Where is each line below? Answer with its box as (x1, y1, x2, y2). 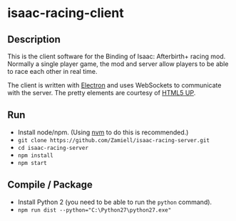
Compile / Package (7, 179, 93, 191)
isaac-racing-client (7, 5, 124, 21)
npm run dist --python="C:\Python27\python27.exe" (17, 206, 172, 214)
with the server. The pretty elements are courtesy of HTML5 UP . (7, 89, 196, 97)
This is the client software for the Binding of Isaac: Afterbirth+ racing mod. (7, 52, 226, 60)
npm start (17, 159, 48, 166)
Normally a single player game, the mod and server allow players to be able (7, 60, 229, 68)
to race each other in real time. (7, 68, 98, 75)
